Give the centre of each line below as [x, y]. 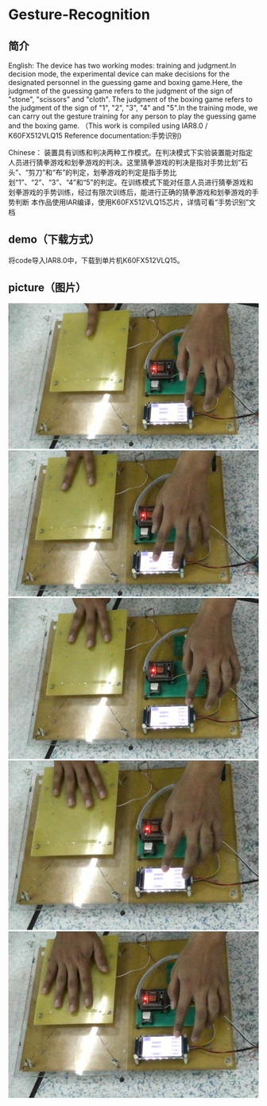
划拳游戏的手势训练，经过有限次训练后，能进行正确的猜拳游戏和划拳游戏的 [130, 192]
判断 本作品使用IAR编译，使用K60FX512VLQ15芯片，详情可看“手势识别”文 [135, 202]
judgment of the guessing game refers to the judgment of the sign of [120, 91]
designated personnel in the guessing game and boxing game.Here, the [126, 82]
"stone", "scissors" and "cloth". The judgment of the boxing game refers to [130, 99]
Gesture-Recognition [79, 15]
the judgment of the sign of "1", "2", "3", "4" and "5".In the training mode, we [133, 108]
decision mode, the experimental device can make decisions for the [119, 74]
